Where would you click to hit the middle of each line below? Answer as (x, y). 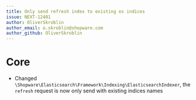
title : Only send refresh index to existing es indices (75, 11)
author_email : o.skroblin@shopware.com (55, 28)
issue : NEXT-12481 (28, 17)
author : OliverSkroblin (35, 22)
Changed (25, 78)
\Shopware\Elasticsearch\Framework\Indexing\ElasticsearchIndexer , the (102, 85)
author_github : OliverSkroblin (44, 33)
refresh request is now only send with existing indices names (89, 91)
